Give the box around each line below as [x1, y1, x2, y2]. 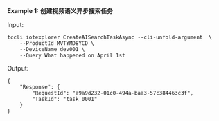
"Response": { [19, 84, 60, 91]
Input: [7, 21, 24, 28]
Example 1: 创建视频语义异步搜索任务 [7, 7, 113, 15]
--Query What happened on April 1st [19, 52, 126, 59]
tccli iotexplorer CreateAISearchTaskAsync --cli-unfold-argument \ [7, 34, 213, 41]
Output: [7, 64, 29, 72]
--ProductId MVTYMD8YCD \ [19, 40, 95, 47]
